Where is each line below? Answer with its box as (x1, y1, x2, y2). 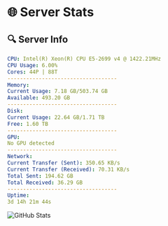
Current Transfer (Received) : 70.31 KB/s (7, 166, 130, 173)
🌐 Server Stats (7, 4, 94, 20)
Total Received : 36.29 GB (7, 179, 83, 186)
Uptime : (7, 192, 30, 199)
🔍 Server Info (7, 33, 69, 45)
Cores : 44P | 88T (7, 68, 58, 76)
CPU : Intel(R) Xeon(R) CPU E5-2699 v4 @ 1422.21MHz (7, 55, 161, 62)
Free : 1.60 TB (7, 120, 49, 127)
